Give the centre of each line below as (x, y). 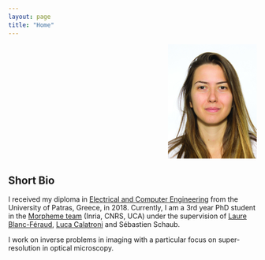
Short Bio (32, 181)
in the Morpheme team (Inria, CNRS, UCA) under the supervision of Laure (127, 216)
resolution (24, 248)
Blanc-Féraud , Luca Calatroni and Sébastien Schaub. (94, 225)
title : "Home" (32, 25)
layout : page (30, 17)
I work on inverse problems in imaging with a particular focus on (112, 240)
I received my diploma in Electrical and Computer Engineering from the (123, 199)
